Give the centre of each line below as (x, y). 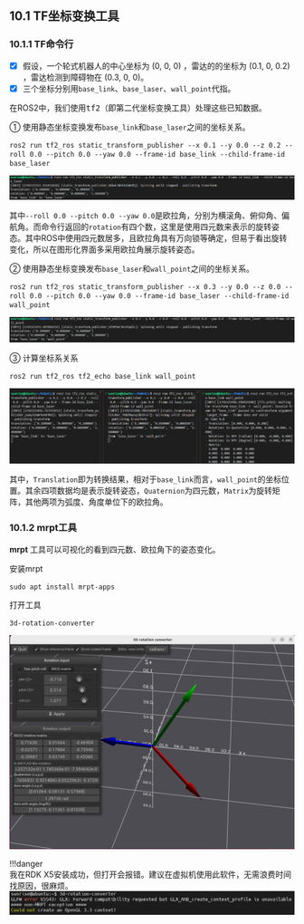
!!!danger (26, 863)
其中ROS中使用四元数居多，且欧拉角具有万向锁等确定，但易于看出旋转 (156, 238)
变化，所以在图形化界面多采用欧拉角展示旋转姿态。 (104, 250)
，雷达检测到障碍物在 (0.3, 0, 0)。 (85, 77)
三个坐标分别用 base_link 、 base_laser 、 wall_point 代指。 (129, 88)
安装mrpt (26, 568)
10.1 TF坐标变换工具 (65, 16)
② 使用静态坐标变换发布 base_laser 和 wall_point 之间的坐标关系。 (132, 269)
